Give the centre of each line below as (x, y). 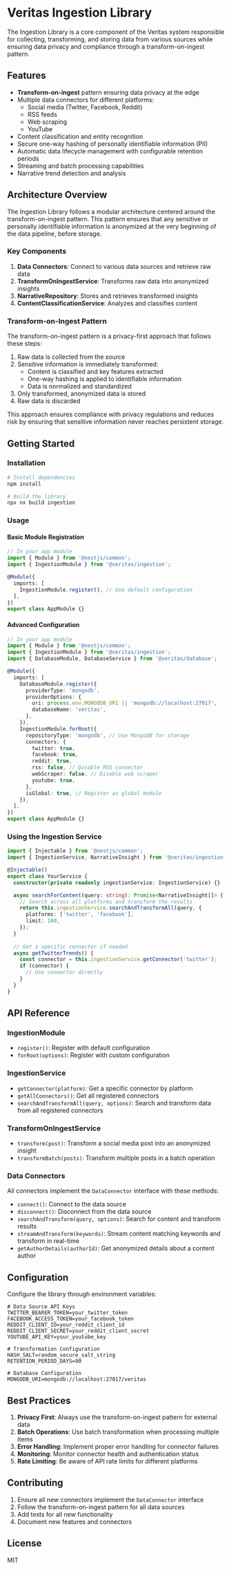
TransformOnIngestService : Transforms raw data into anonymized (113, 281)
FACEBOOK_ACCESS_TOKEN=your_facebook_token (71, 1319)
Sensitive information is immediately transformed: (88, 364)
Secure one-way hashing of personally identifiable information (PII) (112, 144)
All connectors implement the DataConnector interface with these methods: (113, 1191)
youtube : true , (54, 780)
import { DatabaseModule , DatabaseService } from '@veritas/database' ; (112, 659)
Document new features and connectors (74, 1522)
